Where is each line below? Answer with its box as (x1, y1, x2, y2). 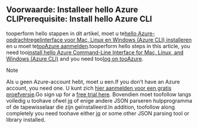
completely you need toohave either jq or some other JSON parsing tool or (6, 109, 190, 117)
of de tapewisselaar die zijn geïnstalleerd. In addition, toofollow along (6, 103, 175, 111)
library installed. (6, 116, 46, 123)
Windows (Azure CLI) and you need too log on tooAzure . (6, 55, 144, 62)
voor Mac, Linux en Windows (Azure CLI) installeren (64, 36, 192, 43)
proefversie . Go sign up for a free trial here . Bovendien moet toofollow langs (6, 90, 191, 97)
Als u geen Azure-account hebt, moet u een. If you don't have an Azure (6, 78, 180, 85)
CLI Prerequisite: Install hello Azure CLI (6, 14, 152, 24)
